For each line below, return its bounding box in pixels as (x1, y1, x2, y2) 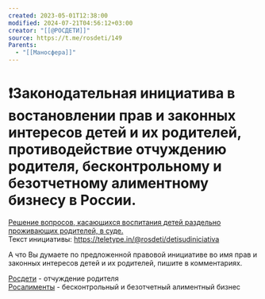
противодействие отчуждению (8, 141, 227, 159)
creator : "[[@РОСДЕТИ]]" (8, 26, 90, 34)
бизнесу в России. (8, 192, 136, 209)
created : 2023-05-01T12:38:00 (8, 11, 109, 20)
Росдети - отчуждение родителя (8, 274, 119, 283)
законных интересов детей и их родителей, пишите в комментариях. (8, 258, 243, 267)
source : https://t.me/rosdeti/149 (8, 33, 123, 42)
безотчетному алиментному (8, 174, 209, 192)
